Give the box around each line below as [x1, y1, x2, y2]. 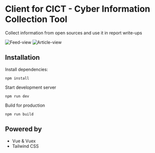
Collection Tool [5, 14, 67, 25]
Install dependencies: [5, 66, 48, 72]
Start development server [5, 84, 57, 90]
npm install [5, 76, 29, 81]
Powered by [5, 125, 42, 134]
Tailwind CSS [12, 143, 39, 149]
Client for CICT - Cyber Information [5, 3, 150, 15]
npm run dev [5, 94, 29, 98]
